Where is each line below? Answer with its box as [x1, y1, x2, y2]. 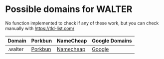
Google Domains [92, 37, 132, 44]
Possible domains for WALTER [5, 3, 133, 15]
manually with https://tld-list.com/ [5, 25, 75, 31]
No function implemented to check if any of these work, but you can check [5, 20, 159, 26]
